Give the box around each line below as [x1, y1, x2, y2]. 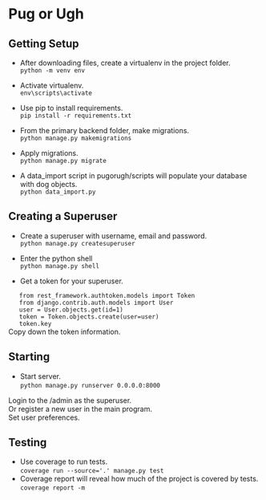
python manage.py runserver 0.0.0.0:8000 [19, 381, 160, 389]
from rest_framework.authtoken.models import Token [18, 291, 195, 299]
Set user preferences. [8, 413, 80, 422]
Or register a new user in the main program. [8, 404, 153, 413]
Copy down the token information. [8, 327, 121, 336]
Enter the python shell [19, 254, 93, 263]
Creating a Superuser [8, 209, 118, 223]
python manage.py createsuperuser [19, 239, 135, 247]
